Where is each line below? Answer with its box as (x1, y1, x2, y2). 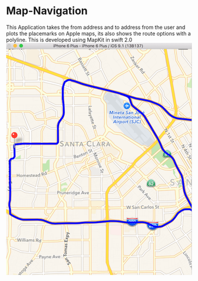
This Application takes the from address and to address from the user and (6, 24, 186, 31)
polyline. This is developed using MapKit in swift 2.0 (6, 36, 133, 43)
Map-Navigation (6, 4, 88, 18)
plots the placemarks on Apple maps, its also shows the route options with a (6, 30, 192, 37)
